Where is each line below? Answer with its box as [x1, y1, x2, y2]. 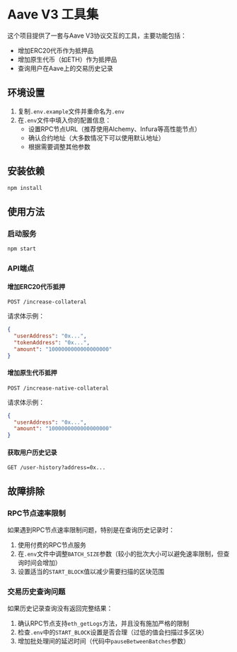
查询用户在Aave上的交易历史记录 [17, 64, 113, 72]
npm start [7, 245, 37, 252]
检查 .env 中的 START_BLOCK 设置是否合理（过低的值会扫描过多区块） [17, 628, 209, 636]
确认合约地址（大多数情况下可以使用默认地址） [28, 133, 165, 142]
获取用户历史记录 [7, 448, 57, 456]
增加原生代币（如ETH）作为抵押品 [17, 55, 117, 64]
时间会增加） [23, 558, 62, 567]
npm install [7, 184, 42, 191]
